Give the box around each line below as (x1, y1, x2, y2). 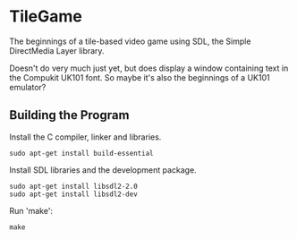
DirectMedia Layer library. (9, 45, 105, 55)
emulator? (9, 81, 47, 92)
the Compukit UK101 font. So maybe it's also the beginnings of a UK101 (9, 72, 270, 82)
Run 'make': (9, 205, 54, 216)
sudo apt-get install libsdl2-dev (9, 190, 139, 199)
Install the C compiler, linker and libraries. (9, 132, 162, 142)
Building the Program (9, 107, 130, 123)
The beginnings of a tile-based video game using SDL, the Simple (9, 36, 251, 47)
